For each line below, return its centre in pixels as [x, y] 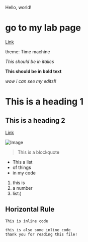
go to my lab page [43, 28]
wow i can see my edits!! [31, 81]
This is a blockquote [38, 152]
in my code [24, 172]
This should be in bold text [33, 71]
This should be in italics [30, 61]
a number [22, 188]
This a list [22, 162]
